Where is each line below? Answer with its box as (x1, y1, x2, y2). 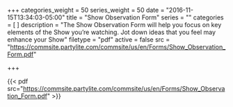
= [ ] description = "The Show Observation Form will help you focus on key (7, 21, 222, 28)
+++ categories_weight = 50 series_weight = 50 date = (7, 6, 165, 14)
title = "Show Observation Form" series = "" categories (66, 13, 224, 22)
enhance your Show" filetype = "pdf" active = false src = (7, 35, 170, 44)
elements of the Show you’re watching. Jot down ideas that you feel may (7, 28, 216, 36)
